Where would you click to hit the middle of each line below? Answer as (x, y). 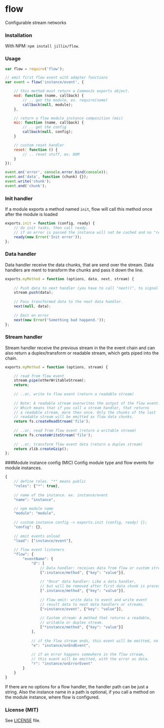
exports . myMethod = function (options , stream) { (57, 367)
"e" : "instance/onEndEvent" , (61, 645)
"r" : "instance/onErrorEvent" (62, 664)
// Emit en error (31, 315)
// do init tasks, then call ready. (51, 228)
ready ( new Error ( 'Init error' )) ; (48, 237)
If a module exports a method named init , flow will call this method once (79, 209)
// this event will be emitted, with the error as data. (90, 659)
